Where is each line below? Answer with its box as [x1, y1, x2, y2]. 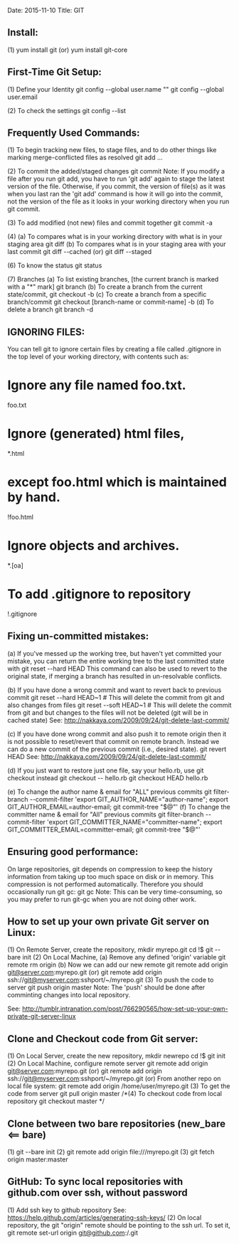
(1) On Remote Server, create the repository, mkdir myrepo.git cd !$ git [7, 945, 213, 954]
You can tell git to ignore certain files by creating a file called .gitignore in [7, 345, 222, 353]
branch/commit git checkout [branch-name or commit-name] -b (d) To [7, 298, 214, 307]
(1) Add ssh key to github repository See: [7, 1206, 127, 1214]
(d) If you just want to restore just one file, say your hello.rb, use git [7, 766, 204, 775]
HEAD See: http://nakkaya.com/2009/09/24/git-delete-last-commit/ [7, 752, 206, 760]
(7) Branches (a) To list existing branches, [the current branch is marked [7, 275, 219, 284]
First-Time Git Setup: [7, 66, 102, 78]
